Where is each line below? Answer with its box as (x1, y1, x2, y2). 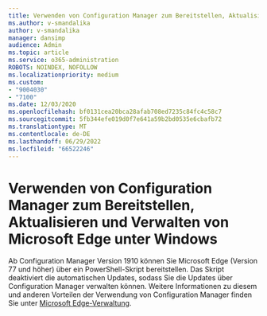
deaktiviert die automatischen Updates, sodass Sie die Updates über (8, 273, 233, 283)
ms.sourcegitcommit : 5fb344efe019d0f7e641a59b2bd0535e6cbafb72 (8, 115, 222, 123)
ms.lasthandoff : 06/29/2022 (8, 137, 102, 146)
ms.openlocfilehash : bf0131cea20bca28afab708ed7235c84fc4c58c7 (8, 108, 222, 116)
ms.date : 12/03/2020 (8, 100, 77, 108)
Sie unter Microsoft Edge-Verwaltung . (8, 298, 132, 308)
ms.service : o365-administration (8, 57, 119, 64)
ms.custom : (8, 78, 44, 86)
